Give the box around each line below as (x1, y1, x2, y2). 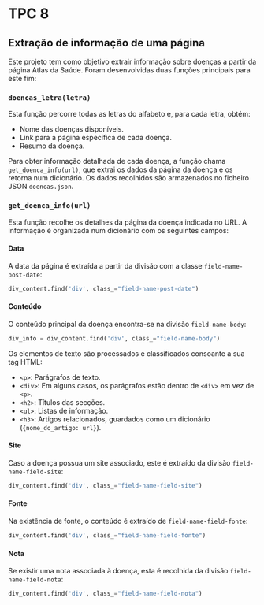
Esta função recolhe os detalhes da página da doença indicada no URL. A (8, 217, 247, 227)
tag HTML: (8, 357, 43, 366)
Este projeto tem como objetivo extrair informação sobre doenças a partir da (8, 57, 257, 66)
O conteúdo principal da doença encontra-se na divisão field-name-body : (8, 319, 247, 328)
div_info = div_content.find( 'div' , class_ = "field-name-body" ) (8, 334, 221, 343)
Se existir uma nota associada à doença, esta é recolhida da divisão (8, 566, 229, 576)
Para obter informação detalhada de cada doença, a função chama (8, 157, 226, 166)
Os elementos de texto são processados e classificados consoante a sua (8, 348, 245, 358)
